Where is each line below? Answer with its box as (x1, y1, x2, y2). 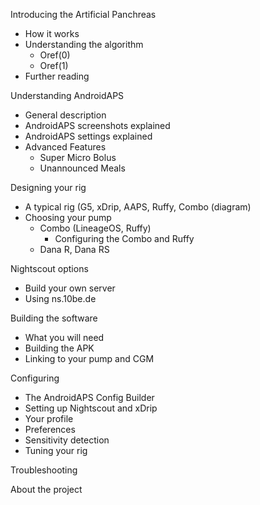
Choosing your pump (24, 212, 112, 223)
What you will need (24, 332, 105, 343)
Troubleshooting (10, 464, 78, 476)
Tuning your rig (24, 445, 88, 456)
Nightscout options (10, 263, 89, 274)
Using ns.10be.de (24, 293, 97, 304)
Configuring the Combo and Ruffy (54, 233, 195, 244)
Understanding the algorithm (24, 39, 144, 50)
